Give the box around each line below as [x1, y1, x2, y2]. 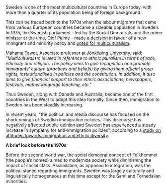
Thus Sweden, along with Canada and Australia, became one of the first [5, 92, 153, 97]
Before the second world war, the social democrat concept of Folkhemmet [5, 152, 158, 158]
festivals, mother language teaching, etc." [5, 82, 91, 88]
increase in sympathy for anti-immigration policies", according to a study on [5, 127, 161, 133]
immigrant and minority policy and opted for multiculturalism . [5, 40, 131, 46]
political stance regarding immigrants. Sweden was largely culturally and [5, 168, 155, 174]
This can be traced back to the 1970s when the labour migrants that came [5, 19, 157, 25]
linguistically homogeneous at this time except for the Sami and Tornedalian [5, 173, 161, 179]
